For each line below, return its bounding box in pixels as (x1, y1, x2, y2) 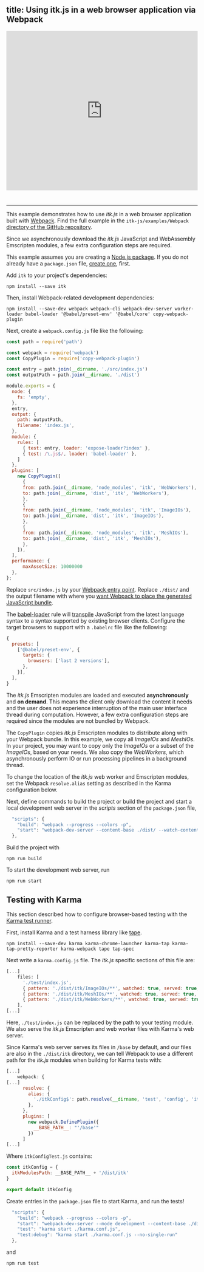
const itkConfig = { (6, 1164, 59, 1171)
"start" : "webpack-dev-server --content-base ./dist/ (17, 827, 156, 833)
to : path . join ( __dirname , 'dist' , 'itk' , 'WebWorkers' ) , (22, 490, 170, 496)
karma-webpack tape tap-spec (60, 946, 135, 952)
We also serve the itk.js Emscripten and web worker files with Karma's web (6, 1025, 194, 1032)
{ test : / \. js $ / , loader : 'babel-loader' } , (22, 451, 137, 457)
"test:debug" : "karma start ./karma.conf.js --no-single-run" (17, 1232, 178, 1238)
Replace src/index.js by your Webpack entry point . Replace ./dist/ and (6, 586, 189, 593)
